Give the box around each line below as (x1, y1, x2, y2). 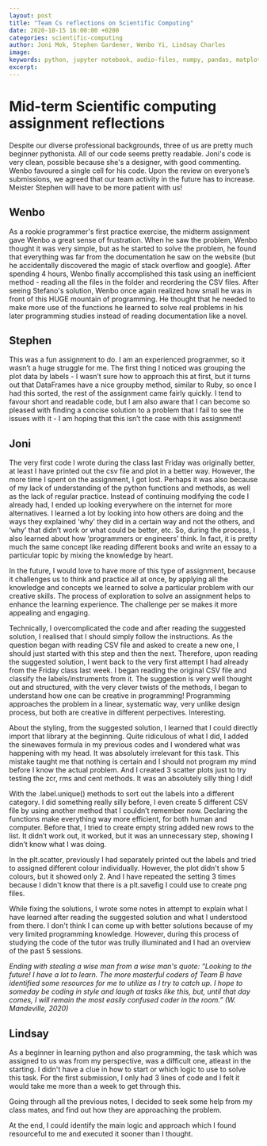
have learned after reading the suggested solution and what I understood (9, 913, 248, 922)
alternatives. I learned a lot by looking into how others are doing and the (9, 508, 244, 518)
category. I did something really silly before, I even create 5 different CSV (9, 798, 249, 807)
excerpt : (9, 63, 38, 71)
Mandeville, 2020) (9, 1004, 69, 1014)
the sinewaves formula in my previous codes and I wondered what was (9, 740, 241, 749)
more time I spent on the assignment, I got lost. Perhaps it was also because (9, 475, 258, 485)
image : (9, 48, 31, 56)
